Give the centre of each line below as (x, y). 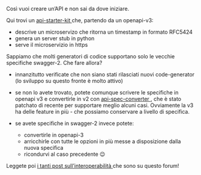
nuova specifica (43, 148)
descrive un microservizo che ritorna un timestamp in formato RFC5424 (104, 32)
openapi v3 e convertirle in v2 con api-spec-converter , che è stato (98, 99)
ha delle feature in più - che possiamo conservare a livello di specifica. (102, 112)
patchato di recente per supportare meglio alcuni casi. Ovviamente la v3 (104, 105)
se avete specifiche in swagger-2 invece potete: (74, 123)
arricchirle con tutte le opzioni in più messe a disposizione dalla (102, 141)
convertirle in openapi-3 (54, 135)
